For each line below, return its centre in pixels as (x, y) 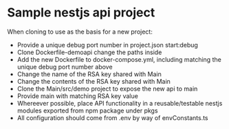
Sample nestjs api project (81, 13)
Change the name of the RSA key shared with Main (89, 74)
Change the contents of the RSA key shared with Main (94, 81)
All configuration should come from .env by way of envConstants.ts (112, 117)
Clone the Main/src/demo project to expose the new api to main (107, 89)
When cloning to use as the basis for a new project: (80, 32)
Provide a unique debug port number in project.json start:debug (107, 45)
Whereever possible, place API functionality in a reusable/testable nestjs (120, 103)
